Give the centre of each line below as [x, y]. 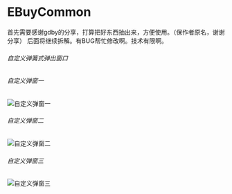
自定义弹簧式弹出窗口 [37, 58]
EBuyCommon [49, 12]
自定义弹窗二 [25, 121]
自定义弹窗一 [25, 81]
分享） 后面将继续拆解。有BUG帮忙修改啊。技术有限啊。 [87, 41]
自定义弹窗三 [25, 161]
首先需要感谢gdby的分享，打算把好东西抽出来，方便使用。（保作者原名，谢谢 [116, 32]
